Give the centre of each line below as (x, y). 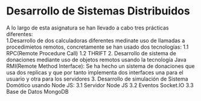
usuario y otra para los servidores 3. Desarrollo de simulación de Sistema (97, 79)
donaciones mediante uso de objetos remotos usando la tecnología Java (97, 60)
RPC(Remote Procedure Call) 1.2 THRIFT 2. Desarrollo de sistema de (91, 53)
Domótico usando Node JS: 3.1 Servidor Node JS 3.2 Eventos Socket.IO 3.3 (100, 85)
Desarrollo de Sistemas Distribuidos (98, 11)
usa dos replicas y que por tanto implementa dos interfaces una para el (95, 72)
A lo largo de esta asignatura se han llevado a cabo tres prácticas (88, 28)
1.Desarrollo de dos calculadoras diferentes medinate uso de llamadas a (96, 40)
